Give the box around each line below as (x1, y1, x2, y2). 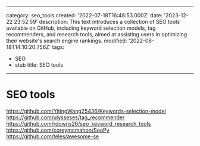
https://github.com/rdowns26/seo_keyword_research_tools (6, 120, 151, 127)
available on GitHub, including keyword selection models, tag (6, 24, 156, 32)
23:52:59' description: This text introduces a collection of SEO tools (14, 18, 180, 25)
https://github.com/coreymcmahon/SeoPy (6, 126, 110, 133)
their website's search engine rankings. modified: (6, 37, 127, 44)
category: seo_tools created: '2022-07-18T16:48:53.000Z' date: (6, 12, 162, 18)
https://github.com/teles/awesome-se (6, 132, 99, 140)
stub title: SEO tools (14, 61, 64, 69)
